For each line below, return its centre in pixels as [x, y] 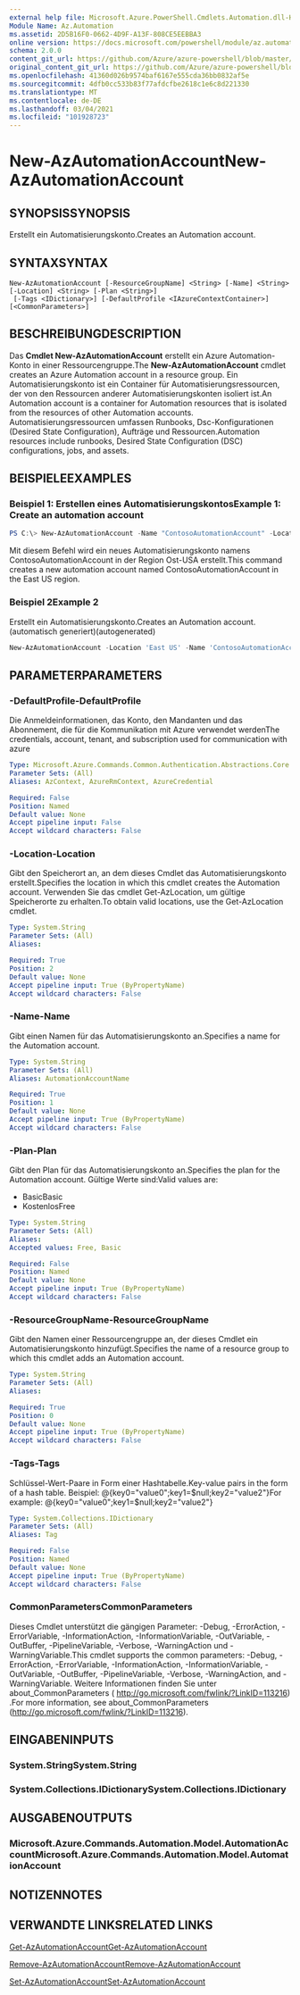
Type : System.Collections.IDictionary [81, 1518]
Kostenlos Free [49, 1206]
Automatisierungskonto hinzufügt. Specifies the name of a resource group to [150, 1348]
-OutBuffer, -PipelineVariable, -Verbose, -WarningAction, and [169, 1674]
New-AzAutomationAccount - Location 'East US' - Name [107, 647]
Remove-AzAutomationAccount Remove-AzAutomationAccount [125, 1964]
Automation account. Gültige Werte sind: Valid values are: [114, 1180]
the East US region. [45, 579]
